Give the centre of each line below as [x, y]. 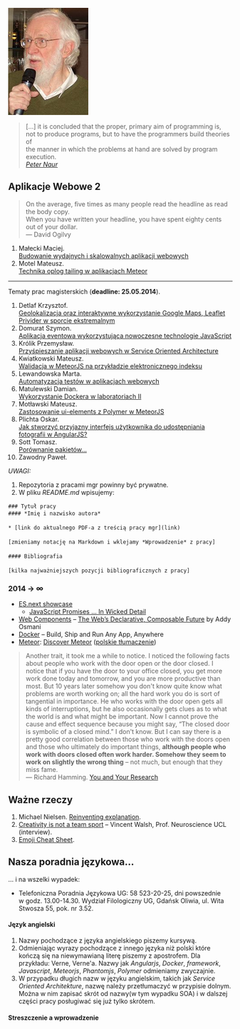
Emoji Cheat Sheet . [46, 839]
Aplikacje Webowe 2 [54, 187]
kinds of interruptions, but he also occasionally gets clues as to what [126, 709]
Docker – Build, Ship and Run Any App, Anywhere [91, 634]
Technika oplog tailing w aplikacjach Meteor [83, 271]
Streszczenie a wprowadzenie [53, 1018]
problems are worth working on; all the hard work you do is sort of [122, 694]
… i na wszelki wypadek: [44, 879]
